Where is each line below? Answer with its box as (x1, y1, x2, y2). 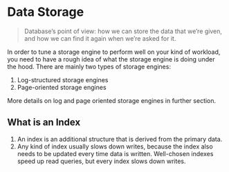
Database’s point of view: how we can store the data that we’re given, (24, 27, 223, 35)
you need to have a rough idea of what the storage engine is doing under (7, 55, 215, 63)
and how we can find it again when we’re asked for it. (24, 34, 176, 42)
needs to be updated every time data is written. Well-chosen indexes (17, 149, 214, 157)
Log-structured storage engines (17, 75, 109, 84)
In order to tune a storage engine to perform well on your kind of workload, (7, 48, 221, 56)
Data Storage (7, 4, 84, 20)
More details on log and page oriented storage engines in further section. (7, 96, 217, 104)
